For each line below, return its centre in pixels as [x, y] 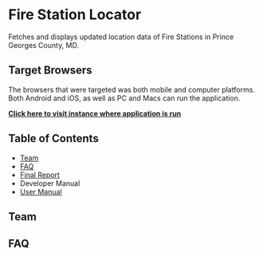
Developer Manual [50, 183]
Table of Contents [54, 138]
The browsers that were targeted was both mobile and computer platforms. [131, 89]
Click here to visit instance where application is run [95, 113]
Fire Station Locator [75, 15]
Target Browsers [51, 71]
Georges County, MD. [44, 45]
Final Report [39, 175]
